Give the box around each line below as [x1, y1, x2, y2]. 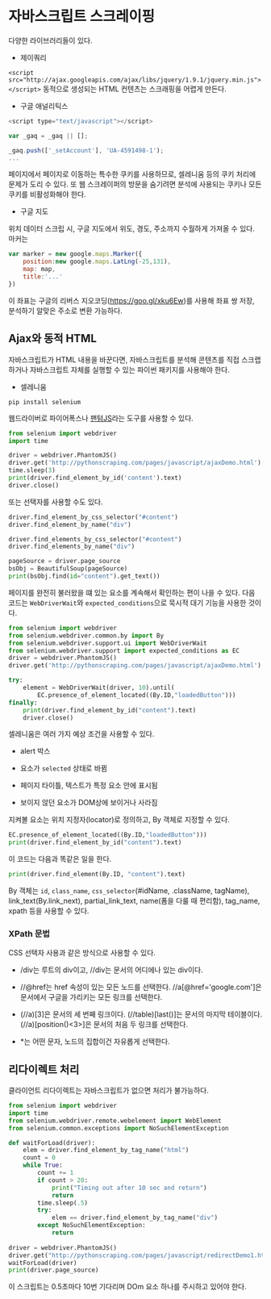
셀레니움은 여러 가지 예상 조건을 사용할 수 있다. [8, 729, 155, 739]
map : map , [23, 265, 56, 274]
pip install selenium [8, 398, 81, 406]
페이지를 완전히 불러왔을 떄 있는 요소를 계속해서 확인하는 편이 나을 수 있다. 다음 [8, 587, 256, 597]
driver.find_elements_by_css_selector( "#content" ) [8, 535, 182, 543]
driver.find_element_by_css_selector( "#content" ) [8, 513, 179, 521]
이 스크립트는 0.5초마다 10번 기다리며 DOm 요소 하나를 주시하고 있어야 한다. [8, 1282, 248, 1292]
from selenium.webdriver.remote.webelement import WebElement [8, 1117, 222, 1125]
